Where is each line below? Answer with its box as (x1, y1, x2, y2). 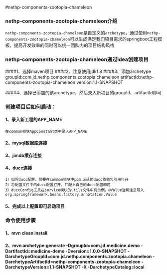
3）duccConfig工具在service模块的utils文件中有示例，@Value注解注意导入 (5, 188, 145, 193)
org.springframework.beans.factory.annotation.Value (5, 192, 117, 197)
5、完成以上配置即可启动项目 (5, 203, 65, 209)
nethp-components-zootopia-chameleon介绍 (5, 17, 118, 24)
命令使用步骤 (5, 217, 36, 224)
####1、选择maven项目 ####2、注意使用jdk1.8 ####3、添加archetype (5, 68, 151, 74)
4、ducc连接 (5, 165, 32, 171)
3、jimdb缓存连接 (5, 152, 42, 158)
